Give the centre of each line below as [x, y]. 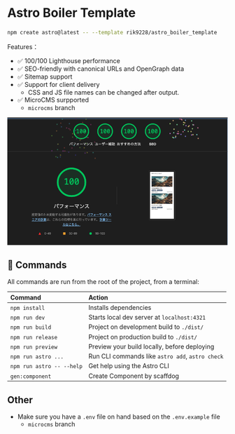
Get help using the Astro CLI [129, 366]
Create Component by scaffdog [134, 376]
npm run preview [34, 347]
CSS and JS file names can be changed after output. [104, 92]
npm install [28, 308]
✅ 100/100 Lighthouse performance [69, 60]
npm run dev [28, 318]
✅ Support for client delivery [58, 84]
